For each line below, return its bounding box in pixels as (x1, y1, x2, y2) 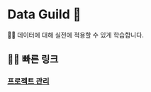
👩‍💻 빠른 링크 (7, 53, 59, 66)
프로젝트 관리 (7, 76, 50, 86)
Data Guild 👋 (7, 6, 82, 23)
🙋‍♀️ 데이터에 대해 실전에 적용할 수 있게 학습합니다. (7, 30, 144, 39)
